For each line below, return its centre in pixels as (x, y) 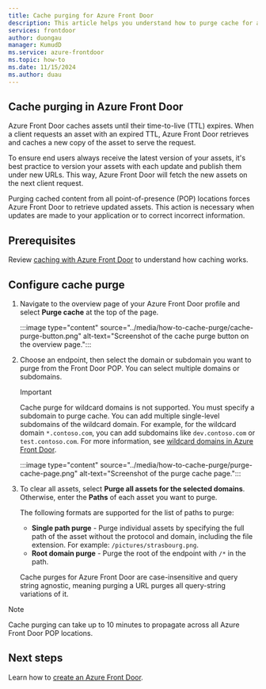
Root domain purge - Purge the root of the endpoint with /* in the (139, 553)
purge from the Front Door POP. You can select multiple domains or (129, 368)
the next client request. (46, 183)
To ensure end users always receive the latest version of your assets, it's (127, 158)
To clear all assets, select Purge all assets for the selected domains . (132, 489)
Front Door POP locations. (51, 633)
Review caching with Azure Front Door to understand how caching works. (128, 260)
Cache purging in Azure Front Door (96, 107)
